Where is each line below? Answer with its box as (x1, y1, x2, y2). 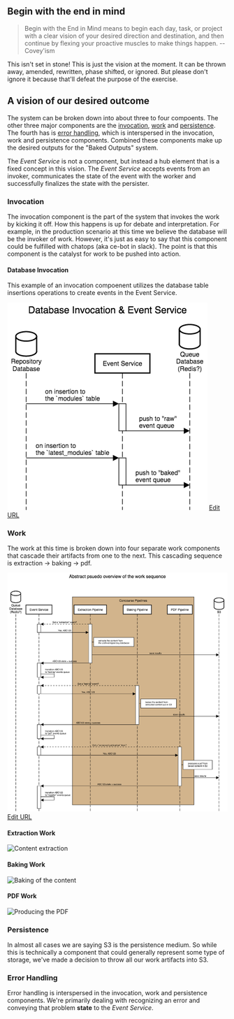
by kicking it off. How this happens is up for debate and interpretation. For (7, 219, 220, 228)
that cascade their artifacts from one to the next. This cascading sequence (7, 551, 222, 560)
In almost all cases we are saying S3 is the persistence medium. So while (7, 941, 217, 949)
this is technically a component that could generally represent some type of (7, 948, 225, 957)
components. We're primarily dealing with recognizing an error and (7, 996, 200, 1005)
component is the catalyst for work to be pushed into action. (7, 250, 181, 258)
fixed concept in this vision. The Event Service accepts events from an (7, 164, 210, 173)
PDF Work (7, 892, 37, 900)
